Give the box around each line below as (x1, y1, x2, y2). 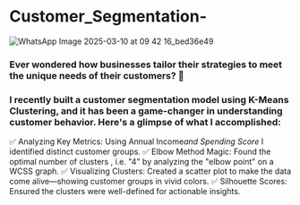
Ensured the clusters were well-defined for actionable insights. (9, 186, 241, 197)
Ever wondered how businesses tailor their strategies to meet (9, 58, 283, 71)
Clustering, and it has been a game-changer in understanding (9, 105, 284, 117)
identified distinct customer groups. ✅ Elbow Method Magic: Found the (9, 146, 271, 158)
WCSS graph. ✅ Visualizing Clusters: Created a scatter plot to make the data (9, 166, 292, 176)
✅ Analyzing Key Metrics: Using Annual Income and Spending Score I (9, 136, 264, 147)
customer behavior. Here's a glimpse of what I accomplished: (9, 115, 282, 128)
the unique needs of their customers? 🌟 (9, 69, 185, 81)
